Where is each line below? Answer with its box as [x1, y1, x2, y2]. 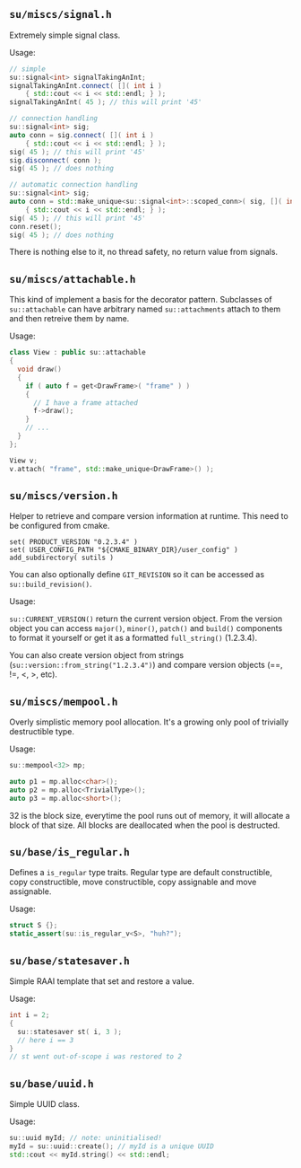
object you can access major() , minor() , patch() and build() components [9, 623, 283, 634]
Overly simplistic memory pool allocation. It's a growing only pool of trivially [9, 716, 289, 727]
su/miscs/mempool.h [9, 695, 118, 708]
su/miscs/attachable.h [9, 272, 136, 285]
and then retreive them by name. [9, 313, 130, 324]
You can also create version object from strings [9, 650, 185, 661]
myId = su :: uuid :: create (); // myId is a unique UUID [9, 1141, 215, 1151]
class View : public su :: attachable [9, 348, 146, 357]
